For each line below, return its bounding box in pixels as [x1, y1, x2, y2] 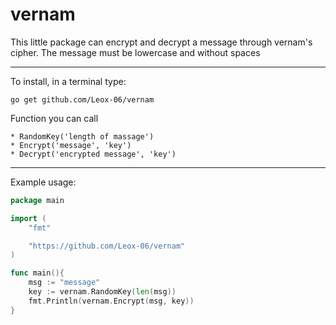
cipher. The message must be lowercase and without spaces [10, 46, 261, 58]
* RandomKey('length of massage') [10, 131, 155, 142]
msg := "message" [28, 278, 101, 288]
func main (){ [10, 268, 65, 278]
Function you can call [10, 112, 99, 124]
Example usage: [10, 176, 77, 188]
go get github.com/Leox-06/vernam [10, 94, 155, 105]
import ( [10, 213, 47, 223]
